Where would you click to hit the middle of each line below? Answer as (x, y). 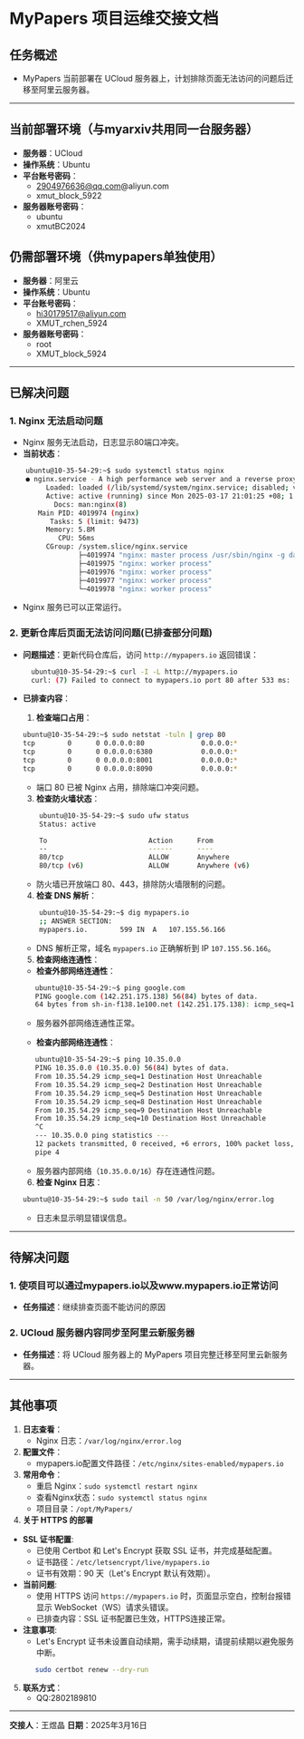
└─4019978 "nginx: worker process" (145, 589)
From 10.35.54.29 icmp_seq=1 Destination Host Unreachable (148, 1077)
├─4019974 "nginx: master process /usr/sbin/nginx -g (181, 555)
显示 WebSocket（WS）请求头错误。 (104, 1607)
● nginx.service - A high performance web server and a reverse (149, 480)
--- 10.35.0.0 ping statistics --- (102, 1136)
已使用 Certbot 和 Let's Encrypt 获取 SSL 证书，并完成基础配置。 (157, 1550)
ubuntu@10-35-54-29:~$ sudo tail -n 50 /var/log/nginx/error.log (148, 1199)
